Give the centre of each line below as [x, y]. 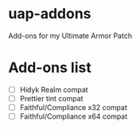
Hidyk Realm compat [54, 89]
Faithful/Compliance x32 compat [73, 107]
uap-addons [50, 14]
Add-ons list [50, 68]
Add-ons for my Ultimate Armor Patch [70, 36]
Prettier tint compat [51, 98]
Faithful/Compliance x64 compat [74, 116]
